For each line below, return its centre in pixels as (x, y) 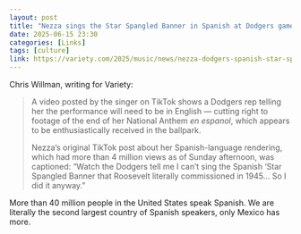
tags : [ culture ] (39, 51)
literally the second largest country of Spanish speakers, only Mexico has (145, 212)
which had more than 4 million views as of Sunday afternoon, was (153, 157)
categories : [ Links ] (48, 42)
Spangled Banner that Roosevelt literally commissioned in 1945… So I (159, 176)
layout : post (34, 17)
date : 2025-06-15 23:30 (54, 34)
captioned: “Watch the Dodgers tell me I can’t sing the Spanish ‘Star (156, 167)
